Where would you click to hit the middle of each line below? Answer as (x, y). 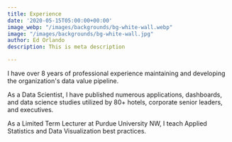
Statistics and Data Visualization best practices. (77, 131)
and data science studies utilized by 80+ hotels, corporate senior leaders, (115, 102)
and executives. (31, 110)
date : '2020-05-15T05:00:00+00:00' (60, 21)
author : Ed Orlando (36, 40)
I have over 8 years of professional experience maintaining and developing (116, 73)
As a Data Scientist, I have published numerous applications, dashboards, (115, 94)
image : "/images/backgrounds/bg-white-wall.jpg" (81, 34)
